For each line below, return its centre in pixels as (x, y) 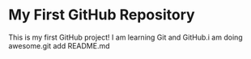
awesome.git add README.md (60, 45)
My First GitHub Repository (102, 15)
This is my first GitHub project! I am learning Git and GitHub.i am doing (125, 37)
